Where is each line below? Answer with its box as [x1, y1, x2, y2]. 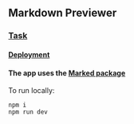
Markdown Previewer [8, 6, 117, 20]
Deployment [8, 49, 50, 59]
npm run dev [8, 108, 48, 116]
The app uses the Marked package [8, 68, 126, 78]
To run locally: [8, 86, 55, 95]
